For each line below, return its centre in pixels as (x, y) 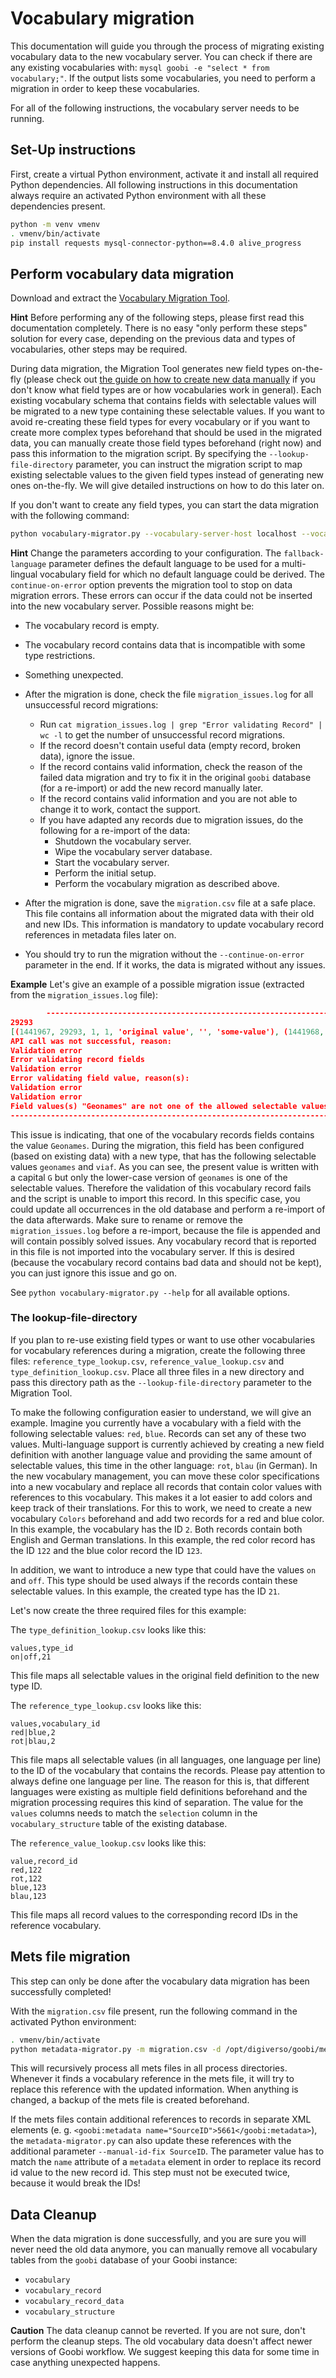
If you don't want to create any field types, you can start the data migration (165, 505)
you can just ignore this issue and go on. (94, 1273)
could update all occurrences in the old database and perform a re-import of (168, 1209)
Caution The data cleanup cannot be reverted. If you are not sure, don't (158, 2331)
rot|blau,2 (33, 1741)
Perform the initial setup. (105, 873)
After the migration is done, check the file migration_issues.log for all (169, 694)
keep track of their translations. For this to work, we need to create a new (161, 1508)
